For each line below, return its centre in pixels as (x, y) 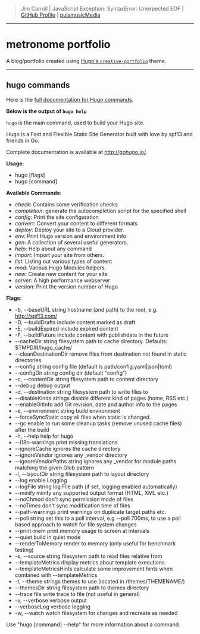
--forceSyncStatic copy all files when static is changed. (83, 417)
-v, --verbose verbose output (51, 600)
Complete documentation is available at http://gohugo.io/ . (77, 152)
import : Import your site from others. (60, 255)
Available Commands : (34, 193)
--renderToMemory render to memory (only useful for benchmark (95, 543)
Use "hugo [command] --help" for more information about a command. (93, 624)
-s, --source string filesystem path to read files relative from (88, 556)
